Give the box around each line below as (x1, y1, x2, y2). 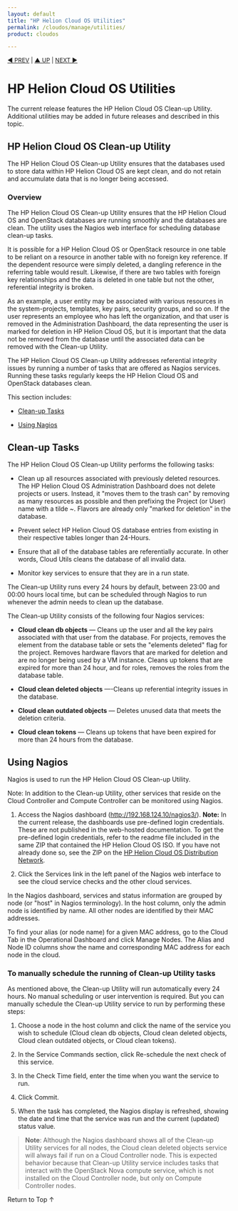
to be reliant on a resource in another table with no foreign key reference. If (7, 253, 228, 261)
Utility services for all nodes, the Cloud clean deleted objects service (24, 1144, 227, 1152)
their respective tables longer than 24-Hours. (17, 534, 151, 542)
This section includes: (7, 393, 72, 402)
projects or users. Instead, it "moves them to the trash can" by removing (17, 489, 230, 498)
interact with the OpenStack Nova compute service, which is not (24, 1166, 214, 1175)
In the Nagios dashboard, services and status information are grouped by (7, 891, 222, 899)
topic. (7, 119, 24, 129)
